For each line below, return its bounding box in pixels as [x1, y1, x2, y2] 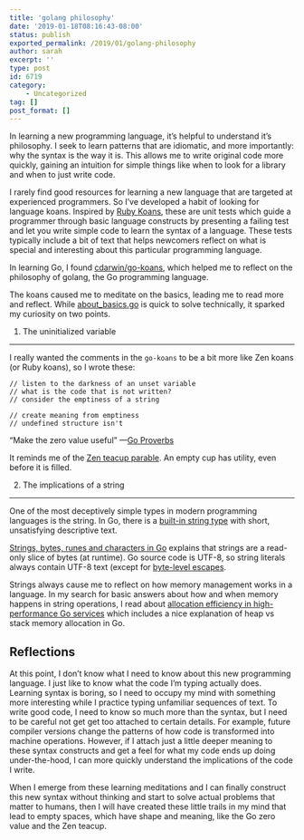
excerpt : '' [9, 55, 54, 64]
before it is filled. [9, 462, 72, 473]
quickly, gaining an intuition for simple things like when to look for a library [9, 159, 287, 170]
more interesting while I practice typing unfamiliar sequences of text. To [9, 697, 278, 708]
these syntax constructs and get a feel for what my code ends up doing [9, 745, 276, 757]
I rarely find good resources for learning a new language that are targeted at [9, 187, 293, 198]
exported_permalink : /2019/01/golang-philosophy [9, 38, 196, 48]
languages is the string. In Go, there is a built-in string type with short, [9, 516, 271, 526]
